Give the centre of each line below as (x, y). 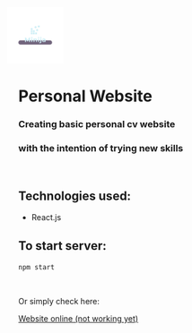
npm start (37, 268)
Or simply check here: (59, 302)
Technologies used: (75, 196)
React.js (46, 218)
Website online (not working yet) (79, 319)
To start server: (63, 246)
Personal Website (85, 96)
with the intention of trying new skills (101, 149)
